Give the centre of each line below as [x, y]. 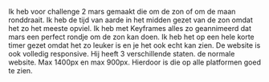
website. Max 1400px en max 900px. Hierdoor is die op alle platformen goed [134, 62]
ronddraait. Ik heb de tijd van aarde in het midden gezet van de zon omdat [130, 20]
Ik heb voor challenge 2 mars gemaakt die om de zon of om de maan [122, 12]
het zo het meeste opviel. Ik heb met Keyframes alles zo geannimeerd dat [130, 28]
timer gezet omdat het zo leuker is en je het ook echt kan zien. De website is [134, 45]
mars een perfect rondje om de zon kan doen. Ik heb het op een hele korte [131, 37]
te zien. [21, 70]
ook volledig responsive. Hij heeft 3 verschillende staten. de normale [122, 54]
